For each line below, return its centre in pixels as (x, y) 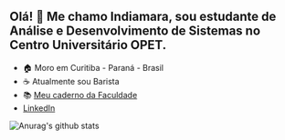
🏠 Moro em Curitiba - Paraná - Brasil (93, 67)
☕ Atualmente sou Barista (71, 81)
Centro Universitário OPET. (88, 45)
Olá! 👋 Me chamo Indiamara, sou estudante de (143, 17)
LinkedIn (39, 108)
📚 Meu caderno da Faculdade (80, 95)
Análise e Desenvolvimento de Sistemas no (135, 31)
